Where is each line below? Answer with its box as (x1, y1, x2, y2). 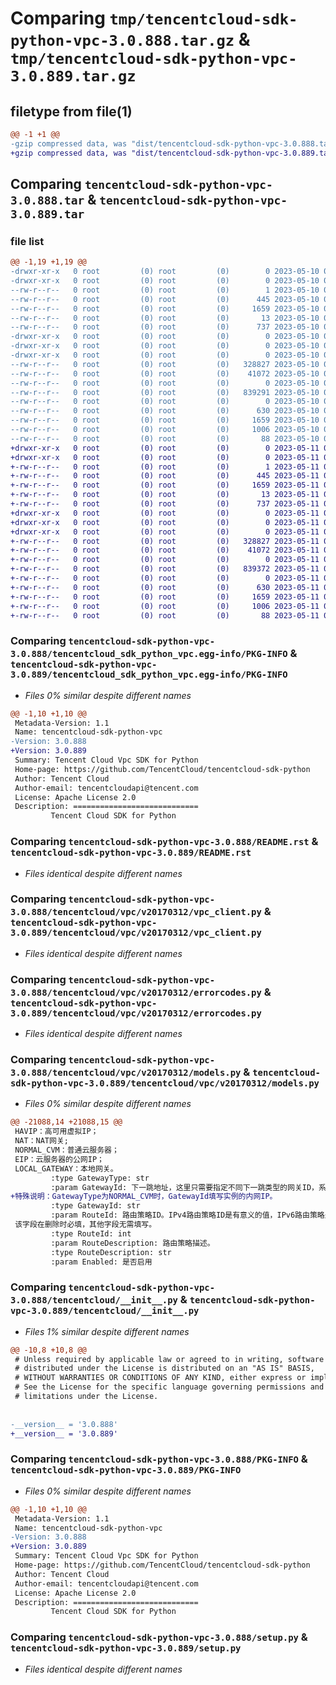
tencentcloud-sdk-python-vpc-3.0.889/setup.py (10, 1643, 242, 1654)
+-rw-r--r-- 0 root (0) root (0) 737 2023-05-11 (10, 499, 320, 509)
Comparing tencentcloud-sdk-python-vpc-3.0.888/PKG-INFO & (10, 1452, 308, 1466)
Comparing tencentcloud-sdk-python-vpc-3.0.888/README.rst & (10, 835, 319, 849)
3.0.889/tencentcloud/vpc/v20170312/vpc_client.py (10, 927, 262, 939)
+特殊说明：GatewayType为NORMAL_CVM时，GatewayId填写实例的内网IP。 (10, 1192, 278, 1202)
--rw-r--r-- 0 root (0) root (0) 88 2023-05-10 (10, 433, 320, 444)
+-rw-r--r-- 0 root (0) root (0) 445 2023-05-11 (10, 471, 320, 481)
